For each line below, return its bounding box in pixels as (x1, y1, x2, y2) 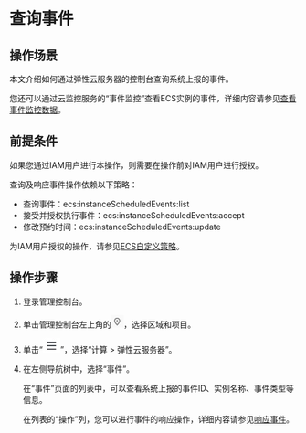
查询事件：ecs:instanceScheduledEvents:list (22, 198, 190, 209)
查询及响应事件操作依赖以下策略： (9, 179, 138, 190)
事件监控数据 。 (9, 104, 66, 115)
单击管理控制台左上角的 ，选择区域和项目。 (22, 319, 196, 330)
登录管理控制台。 (22, 296, 88, 307)
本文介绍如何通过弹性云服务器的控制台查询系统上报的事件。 (9, 74, 234, 84)
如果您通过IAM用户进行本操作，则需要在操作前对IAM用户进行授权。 (9, 159, 264, 170)
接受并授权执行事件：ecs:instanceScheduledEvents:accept (22, 209, 245, 220)
